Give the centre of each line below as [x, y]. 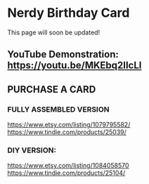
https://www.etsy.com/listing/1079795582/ [69, 125]
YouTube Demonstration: [63, 54]
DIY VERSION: [32, 150]
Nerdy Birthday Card [69, 13]
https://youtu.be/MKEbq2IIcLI [74, 66]
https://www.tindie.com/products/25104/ [66, 173]
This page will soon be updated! [54, 32]
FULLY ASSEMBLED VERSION [59, 109]
